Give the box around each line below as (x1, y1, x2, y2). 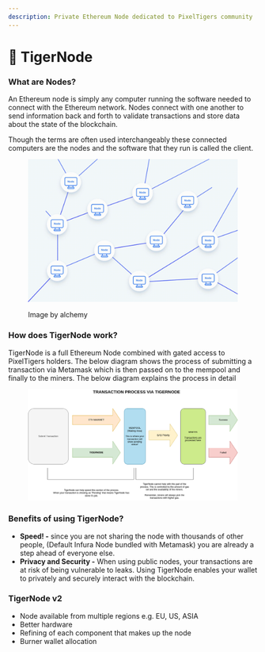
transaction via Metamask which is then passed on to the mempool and (8, 365, 241, 374)
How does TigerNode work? (8, 330, 119, 341)
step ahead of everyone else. (19, 548, 115, 558)
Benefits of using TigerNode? (8, 513, 124, 524)
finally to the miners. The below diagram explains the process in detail (8, 373, 237, 382)
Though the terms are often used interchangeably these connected (8, 135, 227, 144)
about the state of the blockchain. (8, 120, 119, 129)
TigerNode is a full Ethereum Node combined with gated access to (8, 347, 225, 357)
